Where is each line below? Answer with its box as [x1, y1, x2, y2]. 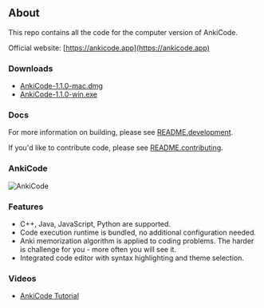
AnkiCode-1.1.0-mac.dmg [19, 81, 104, 91]
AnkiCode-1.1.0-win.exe [19, 89, 98, 99]
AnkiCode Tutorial [19, 291, 80, 301]
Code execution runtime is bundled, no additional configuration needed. [19, 227, 257, 237]
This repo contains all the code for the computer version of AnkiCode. [8, 27, 238, 37]
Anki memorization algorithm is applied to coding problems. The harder [19, 236, 254, 246]
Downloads [8, 63, 53, 74]
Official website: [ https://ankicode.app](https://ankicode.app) [8, 43, 210, 53]
